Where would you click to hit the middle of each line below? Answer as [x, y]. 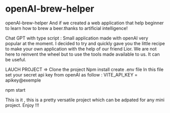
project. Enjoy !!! [22, 105]
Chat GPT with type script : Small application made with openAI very [77, 38]
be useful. [16, 59]
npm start [15, 90]
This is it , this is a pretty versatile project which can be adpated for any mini [85, 100]
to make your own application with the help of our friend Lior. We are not [81, 49]
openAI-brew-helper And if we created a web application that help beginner [84, 23]
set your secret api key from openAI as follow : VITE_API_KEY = [72, 74]
